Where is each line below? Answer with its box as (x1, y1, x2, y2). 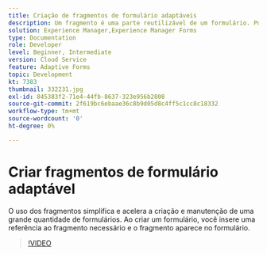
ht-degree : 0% (8, 122, 56, 130)
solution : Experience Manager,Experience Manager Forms (8, 26, 197, 34)
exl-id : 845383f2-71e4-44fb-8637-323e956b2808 (8, 93, 165, 101)
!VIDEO (27, 238, 52, 248)
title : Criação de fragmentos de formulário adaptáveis (8, 11, 197, 20)
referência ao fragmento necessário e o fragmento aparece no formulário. (8, 223, 250, 232)
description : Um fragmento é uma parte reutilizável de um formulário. (8, 19, 250, 27)
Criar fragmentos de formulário (8, 163, 219, 181)
